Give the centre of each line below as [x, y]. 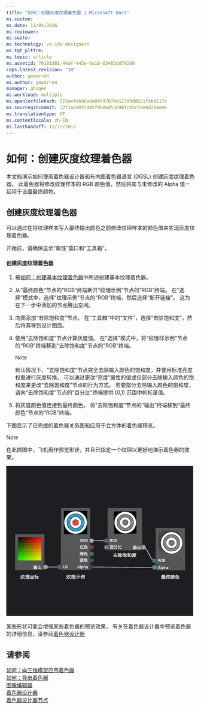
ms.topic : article [29, 57]
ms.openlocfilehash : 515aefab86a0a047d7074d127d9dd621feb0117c [87, 101]
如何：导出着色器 [27, 678]
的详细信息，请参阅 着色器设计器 [45, 634]
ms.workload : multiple [34, 95]
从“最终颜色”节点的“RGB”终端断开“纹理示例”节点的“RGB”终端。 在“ [97, 290]
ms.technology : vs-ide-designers [48, 44]
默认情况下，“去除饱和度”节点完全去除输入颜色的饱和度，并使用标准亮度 [104, 370]
